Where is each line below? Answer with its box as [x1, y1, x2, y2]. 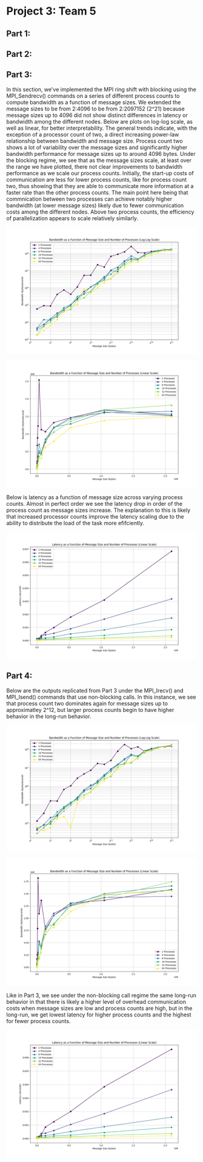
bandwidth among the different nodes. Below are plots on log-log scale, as [6, 118, 193, 125]
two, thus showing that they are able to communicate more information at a [6, 182, 194, 189]
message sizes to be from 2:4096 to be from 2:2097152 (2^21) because [6, 105, 185, 112]
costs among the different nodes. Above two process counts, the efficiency [6, 208, 195, 215]
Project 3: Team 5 [6, 4, 97, 18]
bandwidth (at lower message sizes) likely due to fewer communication [6, 201, 184, 209]
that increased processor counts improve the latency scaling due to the [6, 513, 184, 520]
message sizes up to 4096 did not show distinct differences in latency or [6, 111, 188, 119]
